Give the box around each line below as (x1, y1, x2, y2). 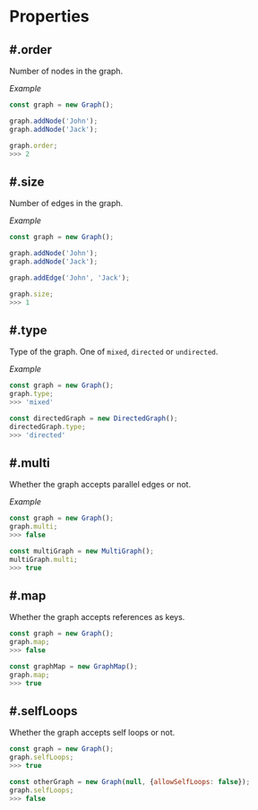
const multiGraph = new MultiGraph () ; (9, 547, 154, 556)
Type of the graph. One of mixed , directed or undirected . (9, 347, 219, 358)
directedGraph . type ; (9, 422, 87, 431)
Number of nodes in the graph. (9, 65, 124, 76)
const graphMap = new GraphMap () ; (9, 662, 139, 671)
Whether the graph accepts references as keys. (9, 612, 185, 623)
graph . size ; (9, 289, 54, 298)
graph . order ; (9, 141, 58, 150)
